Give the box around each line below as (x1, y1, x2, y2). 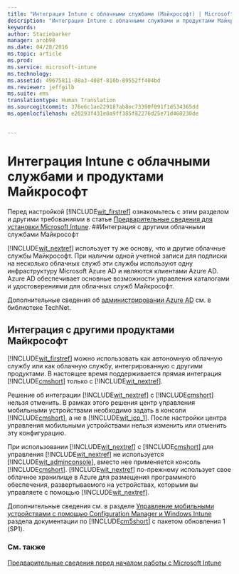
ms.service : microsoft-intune (7, 64, 97, 71)
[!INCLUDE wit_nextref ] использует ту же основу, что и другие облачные (7, 243, 226, 252)
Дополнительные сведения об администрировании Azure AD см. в (7, 296, 211, 304)
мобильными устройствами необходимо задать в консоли (7, 406, 186, 414)
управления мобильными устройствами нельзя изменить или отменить (7, 421, 228, 429)
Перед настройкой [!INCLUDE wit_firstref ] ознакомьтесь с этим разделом (7, 207, 229, 216)
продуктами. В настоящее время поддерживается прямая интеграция (7, 369, 222, 378)
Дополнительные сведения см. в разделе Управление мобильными (7, 501, 215, 510)
